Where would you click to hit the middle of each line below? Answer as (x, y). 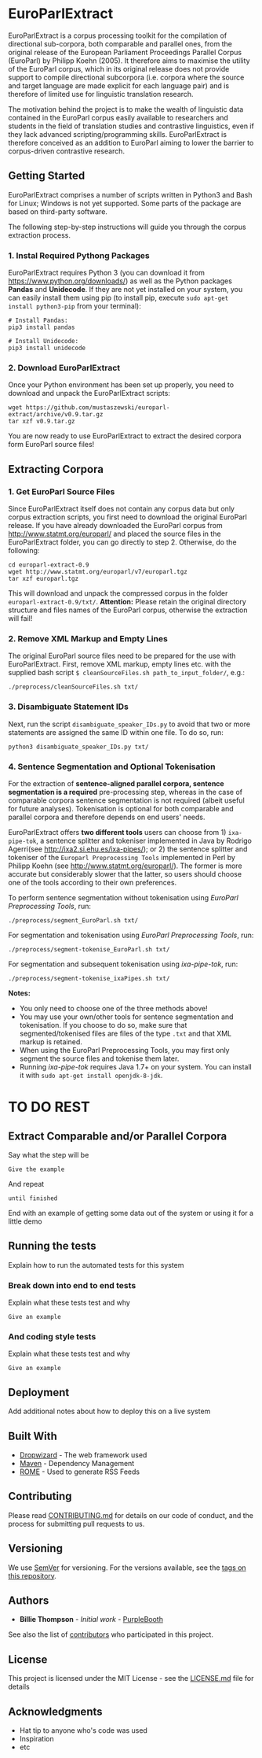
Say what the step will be (49, 1154)
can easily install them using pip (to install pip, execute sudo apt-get (118, 298)
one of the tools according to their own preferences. (93, 882)
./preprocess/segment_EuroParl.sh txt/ (73, 920)
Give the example (36, 1169)
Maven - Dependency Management (77, 1463)
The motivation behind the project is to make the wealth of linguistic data (126, 109)
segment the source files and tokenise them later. (99, 1058)
